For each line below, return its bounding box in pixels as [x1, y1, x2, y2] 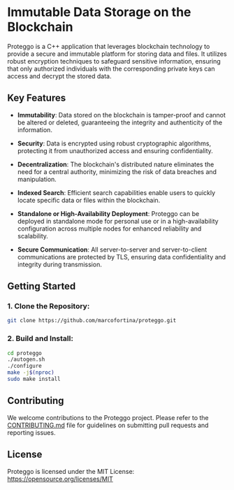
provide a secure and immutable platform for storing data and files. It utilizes [7, 50, 227, 58]
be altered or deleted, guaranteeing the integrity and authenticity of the [17, 118, 223, 127]
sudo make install [7, 375, 61, 383]
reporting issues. [7, 428, 56, 437]
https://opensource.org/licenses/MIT [7, 475, 113, 483]
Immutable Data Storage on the [7, 4, 191, 20]
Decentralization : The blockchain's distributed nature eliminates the [17, 160, 214, 168]
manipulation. [17, 175, 57, 183]
